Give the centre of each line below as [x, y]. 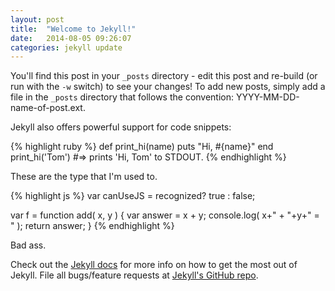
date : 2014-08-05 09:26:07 [71, 38]
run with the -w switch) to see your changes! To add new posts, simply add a [168, 87]
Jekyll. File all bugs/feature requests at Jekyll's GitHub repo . [134, 275]
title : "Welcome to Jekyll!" [73, 29]
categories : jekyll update [66, 47]
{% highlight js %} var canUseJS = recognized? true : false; [133, 196]
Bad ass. [28, 245]
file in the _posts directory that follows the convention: [122, 97]
